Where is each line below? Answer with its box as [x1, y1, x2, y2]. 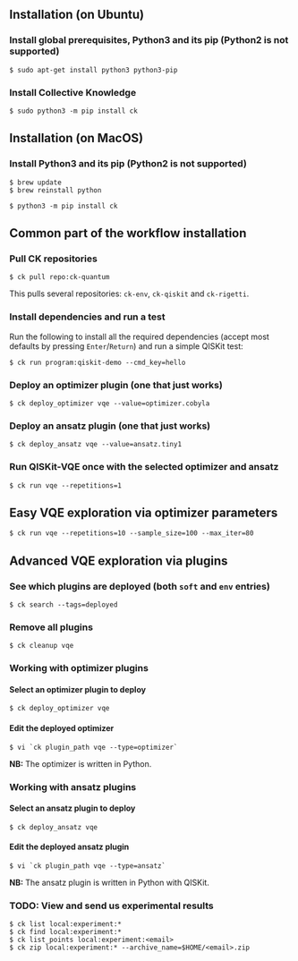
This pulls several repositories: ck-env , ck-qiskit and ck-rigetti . [9, 288, 250, 299]
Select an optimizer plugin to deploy [9, 684, 146, 694]
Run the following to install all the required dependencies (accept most [9, 331, 270, 342]
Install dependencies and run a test [9, 310, 166, 323]
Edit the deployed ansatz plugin [9, 841, 130, 853]
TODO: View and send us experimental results [9, 899, 215, 912]
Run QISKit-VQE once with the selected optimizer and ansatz [9, 461, 279, 473]
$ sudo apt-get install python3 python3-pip [9, 65, 178, 74]
